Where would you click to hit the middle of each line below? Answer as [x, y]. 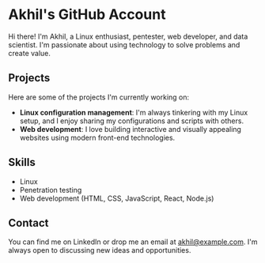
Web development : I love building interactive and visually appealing [130, 129]
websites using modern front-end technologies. [97, 137]
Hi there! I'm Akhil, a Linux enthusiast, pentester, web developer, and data [128, 36]
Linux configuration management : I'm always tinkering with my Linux [134, 112]
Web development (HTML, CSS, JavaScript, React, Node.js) [117, 198]
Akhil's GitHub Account [87, 15]
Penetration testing [51, 190]
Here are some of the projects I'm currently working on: [99, 97]
